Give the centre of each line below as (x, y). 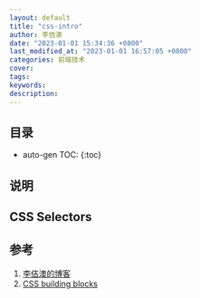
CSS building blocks (60, 284)
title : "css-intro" (46, 26)
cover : (22, 69)
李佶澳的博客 (46, 274)
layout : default (40, 18)
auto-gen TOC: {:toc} (62, 155)
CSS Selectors (51, 217)
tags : (19, 77)
